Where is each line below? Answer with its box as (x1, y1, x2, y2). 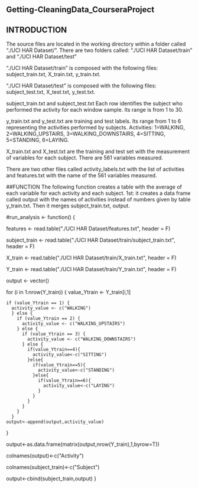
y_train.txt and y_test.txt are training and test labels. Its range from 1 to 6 (6, 118, 181, 125)
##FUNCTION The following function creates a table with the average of (6, 183, 182, 191)
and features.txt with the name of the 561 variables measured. (6, 172, 157, 179)
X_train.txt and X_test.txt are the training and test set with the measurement (6, 148, 190, 155)
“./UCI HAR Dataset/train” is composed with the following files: (6, 64, 158, 71)
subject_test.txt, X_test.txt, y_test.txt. (6, 89, 96, 96)
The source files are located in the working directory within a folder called (6, 41, 186, 48)
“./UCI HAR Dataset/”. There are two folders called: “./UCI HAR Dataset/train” (6, 47, 193, 54)
